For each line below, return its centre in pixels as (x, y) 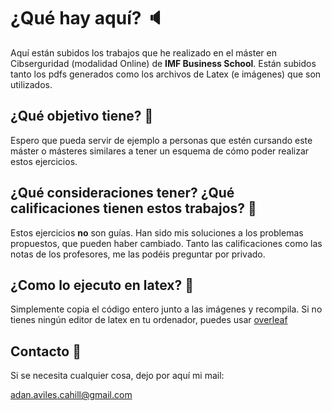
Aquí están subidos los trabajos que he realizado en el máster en (143, 52)
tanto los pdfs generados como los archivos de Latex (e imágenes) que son (166, 74)
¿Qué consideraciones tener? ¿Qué (122, 193)
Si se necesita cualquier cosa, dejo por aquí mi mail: (117, 376)
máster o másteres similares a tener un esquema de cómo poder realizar (160, 151)
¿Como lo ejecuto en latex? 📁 (102, 285)
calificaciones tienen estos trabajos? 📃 (133, 208)
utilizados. (31, 84)
